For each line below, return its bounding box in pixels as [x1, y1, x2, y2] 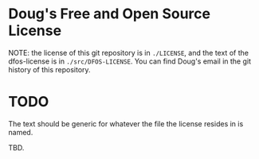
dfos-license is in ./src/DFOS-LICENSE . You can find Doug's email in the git [8, 56, 252, 66]
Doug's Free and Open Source [8, 5, 211, 23]
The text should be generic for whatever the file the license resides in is [8, 118, 244, 128]
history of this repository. [8, 64, 91, 74]
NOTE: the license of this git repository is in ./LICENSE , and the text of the [8, 48, 249, 57]
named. [8, 127, 33, 137]
